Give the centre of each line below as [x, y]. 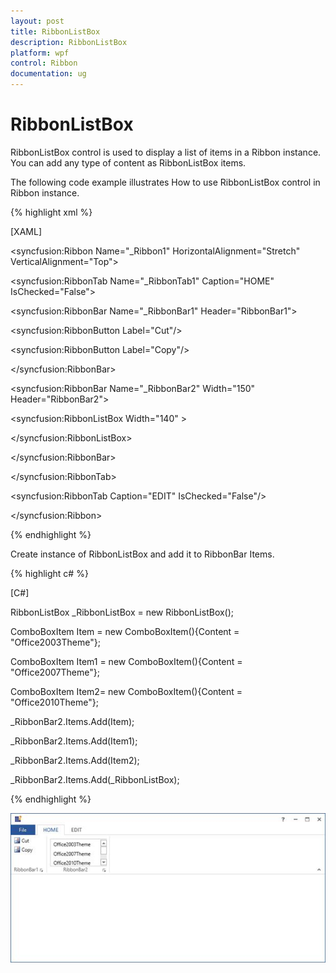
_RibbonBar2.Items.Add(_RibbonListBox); [95, 779]
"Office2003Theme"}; [55, 642]
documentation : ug [48, 74]
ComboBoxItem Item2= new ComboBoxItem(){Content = [126, 691]
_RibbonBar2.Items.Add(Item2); [75, 760]
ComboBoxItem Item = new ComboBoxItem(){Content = [125, 631]
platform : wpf [40, 53]
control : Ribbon [44, 63]
